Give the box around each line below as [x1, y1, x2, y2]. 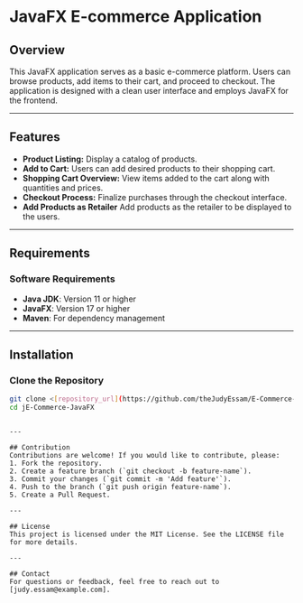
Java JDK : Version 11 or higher [22, 293, 137, 304]
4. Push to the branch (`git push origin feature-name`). [9, 482, 232, 491]
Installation [9, 347, 74, 362]
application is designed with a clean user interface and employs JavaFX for [9, 86, 289, 96]
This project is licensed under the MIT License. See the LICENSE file [9, 530, 284, 539]
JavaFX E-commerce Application [9, 6, 262, 27]
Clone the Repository [9, 374, 105, 386]
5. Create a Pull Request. [9, 490, 111, 499]
